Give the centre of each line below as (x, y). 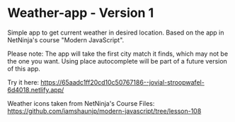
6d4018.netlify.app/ (36, 90)
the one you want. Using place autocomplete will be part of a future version (117, 61)
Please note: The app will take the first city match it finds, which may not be (118, 54)
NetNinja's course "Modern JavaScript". (66, 39)
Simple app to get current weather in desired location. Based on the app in (116, 32)
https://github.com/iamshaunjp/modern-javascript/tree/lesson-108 (104, 111)
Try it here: (23, 82)
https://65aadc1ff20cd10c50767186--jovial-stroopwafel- (123, 82)
